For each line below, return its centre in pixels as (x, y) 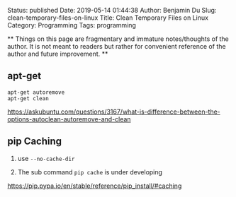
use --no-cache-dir (46, 158)
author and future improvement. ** (58, 54)
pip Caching (35, 142)
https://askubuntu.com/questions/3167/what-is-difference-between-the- (114, 112)
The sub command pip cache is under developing (90, 172)
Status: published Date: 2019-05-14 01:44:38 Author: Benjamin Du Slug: (112, 10)
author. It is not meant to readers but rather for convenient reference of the (117, 46)
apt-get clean (28, 98)
